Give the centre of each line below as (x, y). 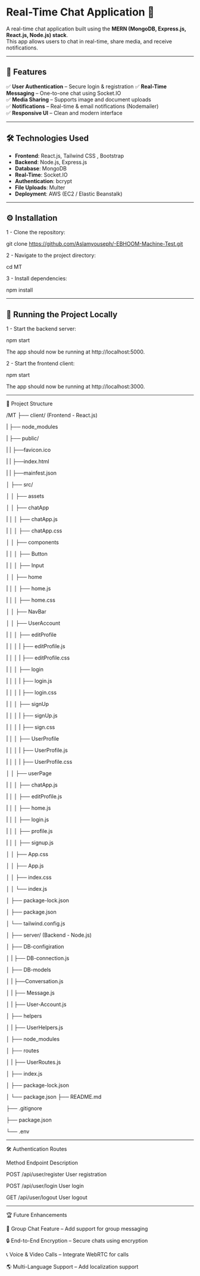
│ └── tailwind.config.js (36, 924)
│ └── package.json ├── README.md (54, 1097)
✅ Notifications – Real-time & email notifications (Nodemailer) (82, 106)
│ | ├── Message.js (30, 993)
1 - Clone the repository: (36, 233)
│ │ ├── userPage (29, 773)
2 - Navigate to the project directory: (51, 255)
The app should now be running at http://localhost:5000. (76, 352)
